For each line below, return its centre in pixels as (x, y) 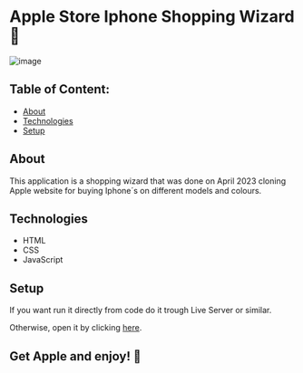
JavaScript (43, 260)
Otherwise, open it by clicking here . (76, 328)
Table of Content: (60, 89)
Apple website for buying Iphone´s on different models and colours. (136, 190)
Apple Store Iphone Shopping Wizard (152, 17)
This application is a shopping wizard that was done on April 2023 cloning (148, 181)
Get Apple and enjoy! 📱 (76, 356)
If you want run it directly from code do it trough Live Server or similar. (141, 311)
